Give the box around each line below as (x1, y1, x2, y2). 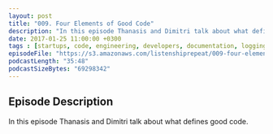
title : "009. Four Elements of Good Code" (8, 19, 154, 28)
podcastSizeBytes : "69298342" (8, 65, 111, 73)
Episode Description (8, 95, 114, 109)
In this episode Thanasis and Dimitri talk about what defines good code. (8, 116, 249, 126)
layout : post (8, 11, 53, 20)
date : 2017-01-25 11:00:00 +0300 (8, 34, 122, 43)
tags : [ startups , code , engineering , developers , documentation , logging (8, 42, 267, 50)
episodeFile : (8, 50, 53, 58)
